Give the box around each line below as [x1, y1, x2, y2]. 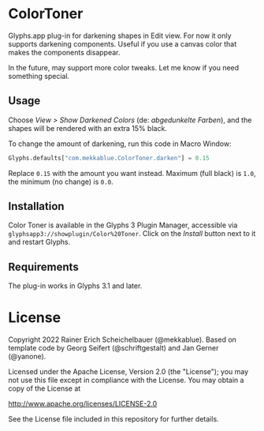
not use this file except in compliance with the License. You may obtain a [8, 376, 244, 385]
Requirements [8, 260, 79, 273]
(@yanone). [8, 352, 46, 362]
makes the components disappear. [8, 47, 121, 57]
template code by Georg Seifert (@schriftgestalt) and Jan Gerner [8, 343, 219, 353]
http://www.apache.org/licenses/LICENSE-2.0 [8, 399, 158, 409]
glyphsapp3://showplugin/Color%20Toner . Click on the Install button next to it [8, 229, 256, 238]
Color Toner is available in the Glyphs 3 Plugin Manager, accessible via [8, 220, 238, 230]
